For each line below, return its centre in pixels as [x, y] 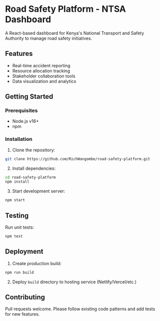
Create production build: [37, 263]
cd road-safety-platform [30, 177]
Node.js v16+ [26, 121]
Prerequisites [21, 110]
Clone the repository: [34, 150]
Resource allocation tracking [41, 71]
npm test [14, 237]
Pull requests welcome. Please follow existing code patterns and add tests [80, 309]
